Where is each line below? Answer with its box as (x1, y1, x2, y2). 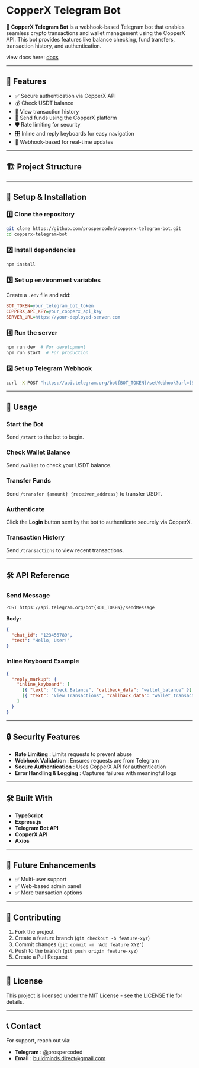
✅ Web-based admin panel (14, 883, 81, 890)
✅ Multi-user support (14, 876, 67, 883)
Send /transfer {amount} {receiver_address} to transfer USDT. (6, 490, 162, 497)
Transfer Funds (6, 477, 52, 485)
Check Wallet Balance (6, 448, 70, 456)
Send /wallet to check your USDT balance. (6, 462, 112, 469)
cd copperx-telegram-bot (6, 231, 68, 238)
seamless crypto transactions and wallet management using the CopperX (6, 29, 185, 36)
